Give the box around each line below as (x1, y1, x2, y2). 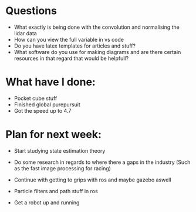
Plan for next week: (5, 128, 102, 142)
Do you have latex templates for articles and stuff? (13, 42, 136, 49)
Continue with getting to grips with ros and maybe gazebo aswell (13, 176, 171, 183)
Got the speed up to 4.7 (13, 107, 72, 114)
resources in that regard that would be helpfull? (13, 55, 129, 62)
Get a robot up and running (13, 198, 80, 206)
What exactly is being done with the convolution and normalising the (13, 23, 180, 31)
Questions (5, 4, 57, 18)
